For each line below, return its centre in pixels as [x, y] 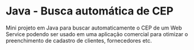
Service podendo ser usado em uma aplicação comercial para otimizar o [97, 34]
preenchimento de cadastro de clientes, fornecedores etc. [79, 40]
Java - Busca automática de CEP [90, 11]
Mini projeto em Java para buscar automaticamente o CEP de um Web [94, 28]
